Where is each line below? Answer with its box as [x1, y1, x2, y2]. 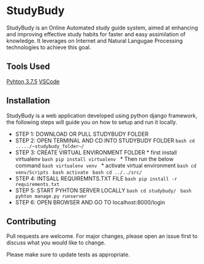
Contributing [6, 216, 56, 227]
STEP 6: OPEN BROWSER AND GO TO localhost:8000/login [15, 198, 165, 206]
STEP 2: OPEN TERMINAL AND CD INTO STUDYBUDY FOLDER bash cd [15, 136, 195, 144]
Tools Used [6, 61, 50, 72]
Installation [6, 96, 50, 106]
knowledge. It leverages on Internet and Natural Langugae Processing [6, 37, 183, 44]
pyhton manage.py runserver [15, 193, 87, 200]
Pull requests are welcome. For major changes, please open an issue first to [6, 233, 198, 240]
